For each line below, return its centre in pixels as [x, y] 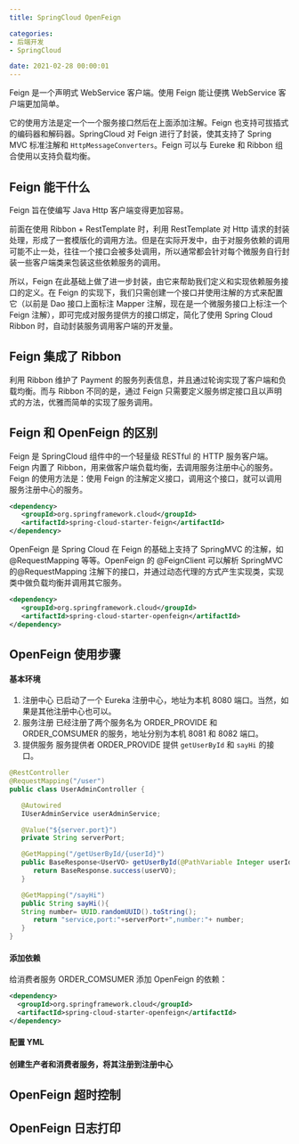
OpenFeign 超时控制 [65, 1095]
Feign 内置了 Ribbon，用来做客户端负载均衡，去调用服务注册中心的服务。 [144, 467]
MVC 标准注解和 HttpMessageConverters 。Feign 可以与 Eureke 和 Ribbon [141, 145]
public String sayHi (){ [65, 903]
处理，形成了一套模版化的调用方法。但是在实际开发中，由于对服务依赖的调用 [149, 240]
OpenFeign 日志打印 [65, 1128]
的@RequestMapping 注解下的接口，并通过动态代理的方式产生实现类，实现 [147, 572]
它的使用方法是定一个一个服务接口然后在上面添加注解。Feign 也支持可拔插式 [149, 123]
